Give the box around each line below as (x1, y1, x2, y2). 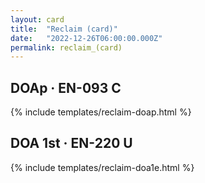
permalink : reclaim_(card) (10, 42, 123, 53)
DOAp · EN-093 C (10, 79, 122, 96)
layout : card (10, 14, 65, 25)
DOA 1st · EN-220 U (10, 135, 133, 152)
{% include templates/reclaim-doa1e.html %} (10, 161, 195, 173)
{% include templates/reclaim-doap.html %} (10, 106, 192, 118)
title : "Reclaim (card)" (10, 24, 118, 34)
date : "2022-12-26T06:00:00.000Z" (10, 33, 163, 43)
